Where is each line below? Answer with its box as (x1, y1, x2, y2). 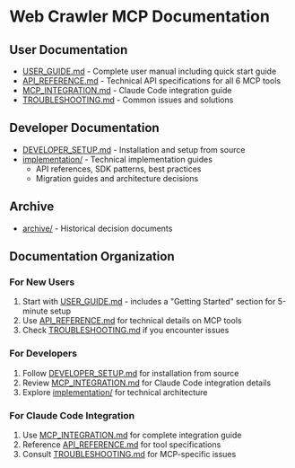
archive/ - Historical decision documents (22, 223, 173, 234)
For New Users (9, 276, 75, 288)
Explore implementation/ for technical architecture (22, 386, 208, 397)
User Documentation (9, 42, 128, 57)
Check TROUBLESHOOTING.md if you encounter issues (22, 325, 230, 336)
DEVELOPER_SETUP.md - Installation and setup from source (22, 144, 246, 155)
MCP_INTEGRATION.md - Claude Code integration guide (22, 85, 232, 95)
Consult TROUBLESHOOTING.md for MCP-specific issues (22, 448, 237, 459)
